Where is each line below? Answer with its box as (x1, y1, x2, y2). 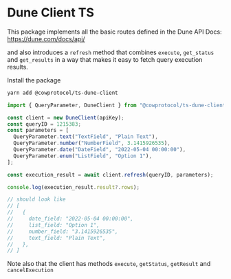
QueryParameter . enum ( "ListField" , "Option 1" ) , (13, 153, 153, 159)
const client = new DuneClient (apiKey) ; (7, 114, 125, 121)
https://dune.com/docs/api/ (7, 34, 85, 43)
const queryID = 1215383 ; (7, 120, 81, 128)
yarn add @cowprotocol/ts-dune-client (7, 89, 118, 96)
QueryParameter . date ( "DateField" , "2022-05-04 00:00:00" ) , (13, 146, 186, 153)
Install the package (7, 76, 61, 84)
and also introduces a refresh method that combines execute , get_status (7, 48, 214, 56)
